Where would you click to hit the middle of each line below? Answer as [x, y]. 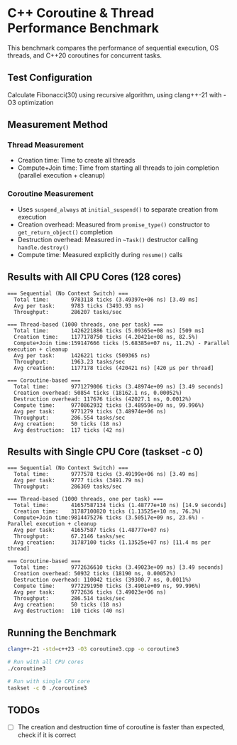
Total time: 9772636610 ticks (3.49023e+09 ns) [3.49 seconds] [118, 567]
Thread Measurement [45, 145]
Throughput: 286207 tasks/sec [68, 312]
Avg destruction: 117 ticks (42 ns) [70, 430]
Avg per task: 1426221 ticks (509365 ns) [82, 355]
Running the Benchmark [62, 632]
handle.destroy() [43, 248]
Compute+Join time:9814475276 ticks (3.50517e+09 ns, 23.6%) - [109, 518]
